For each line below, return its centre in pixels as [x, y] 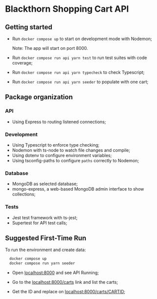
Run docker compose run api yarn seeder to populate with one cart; [80, 82]
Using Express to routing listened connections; [59, 122]
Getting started [29, 27]
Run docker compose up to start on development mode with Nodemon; [82, 39]
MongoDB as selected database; [45, 184]
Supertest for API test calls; [39, 223]
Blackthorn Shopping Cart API [67, 9]
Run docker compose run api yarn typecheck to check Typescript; [78, 72]
